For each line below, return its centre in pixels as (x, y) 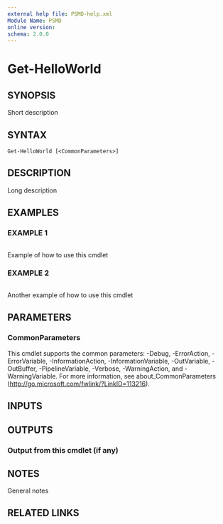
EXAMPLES (33, 213)
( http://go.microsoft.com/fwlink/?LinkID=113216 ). (79, 384)
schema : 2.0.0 (28, 34)
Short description (33, 113)
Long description (32, 190)
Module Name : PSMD (34, 21)
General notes (28, 491)
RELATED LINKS (43, 513)
